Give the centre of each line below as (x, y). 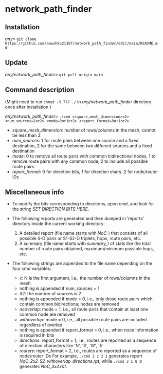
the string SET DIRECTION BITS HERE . (50, 209)
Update (17, 63)
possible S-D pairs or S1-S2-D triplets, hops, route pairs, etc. (80, 239)
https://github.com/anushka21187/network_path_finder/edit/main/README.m (81, 44)
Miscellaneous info (35, 192)
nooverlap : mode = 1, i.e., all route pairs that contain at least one (84, 309)
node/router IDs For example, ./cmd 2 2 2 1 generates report (81, 356)
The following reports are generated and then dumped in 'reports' (78, 219)
